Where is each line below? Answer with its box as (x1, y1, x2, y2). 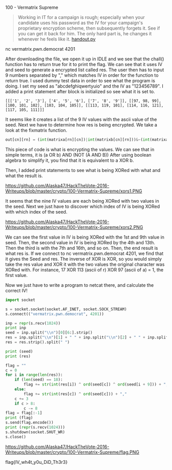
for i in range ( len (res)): (5, 372, 63, 378)
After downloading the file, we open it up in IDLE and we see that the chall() (5, 56, 165, 62)
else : (14, 387, 27, 392)
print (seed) (5, 349, 33, 354)
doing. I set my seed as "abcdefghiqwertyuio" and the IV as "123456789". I (5, 83, 164, 89)
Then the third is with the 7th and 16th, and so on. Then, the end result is (5, 245, 158, 251)
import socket (5, 297, 36, 303)
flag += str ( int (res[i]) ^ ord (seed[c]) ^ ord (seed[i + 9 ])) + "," (24, 382, 170, 387)
